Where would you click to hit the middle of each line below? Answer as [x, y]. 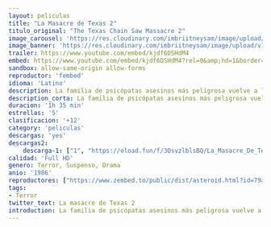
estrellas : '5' [34, 113]
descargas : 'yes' [38, 135]
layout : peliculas [39, 16]
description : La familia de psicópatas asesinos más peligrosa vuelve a [133, 91]
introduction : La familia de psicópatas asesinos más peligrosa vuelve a [135, 210]
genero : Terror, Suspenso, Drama [65, 166]
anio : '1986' [30, 173]
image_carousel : [35, 38]
